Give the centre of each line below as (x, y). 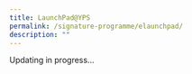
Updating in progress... (52, 60)
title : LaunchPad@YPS (50, 18)
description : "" (40, 34)
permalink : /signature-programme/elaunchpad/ (96, 26)
